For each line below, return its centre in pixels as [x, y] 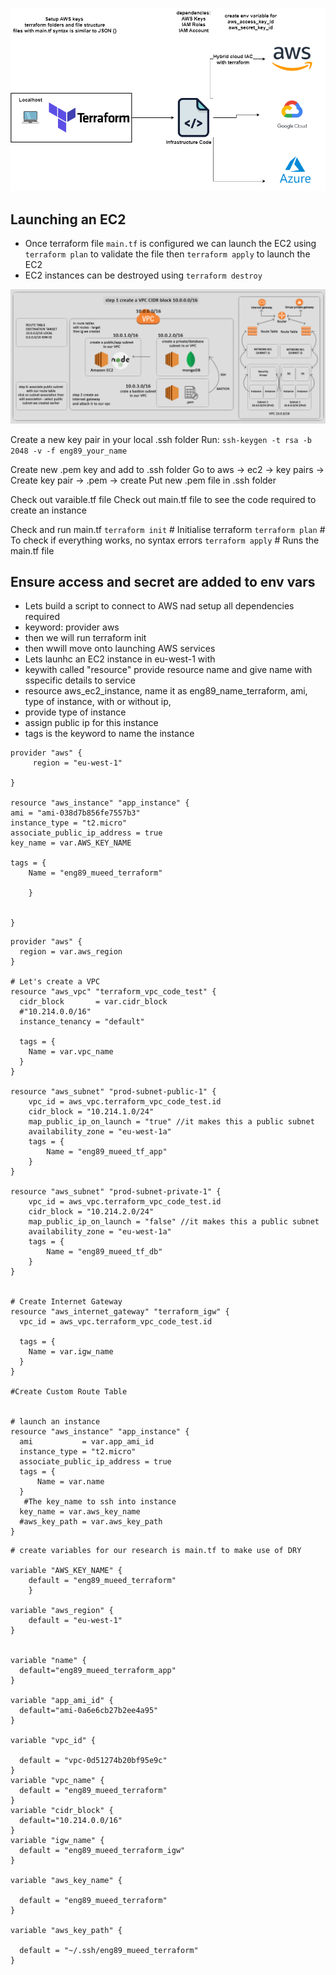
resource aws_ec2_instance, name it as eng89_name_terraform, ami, [166, 691]
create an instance [48, 510]
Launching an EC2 [68, 219]
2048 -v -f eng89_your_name [69, 451]
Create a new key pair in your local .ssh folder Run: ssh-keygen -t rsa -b [161, 439]
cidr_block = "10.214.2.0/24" [91, 1212]
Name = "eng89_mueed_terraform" [95, 873]
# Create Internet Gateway [66, 1302]
